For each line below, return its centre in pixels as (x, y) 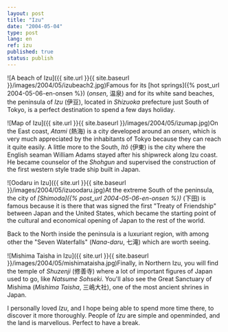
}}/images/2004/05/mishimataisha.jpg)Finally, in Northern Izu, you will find (113, 263)
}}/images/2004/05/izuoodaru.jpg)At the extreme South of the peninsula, (111, 190)
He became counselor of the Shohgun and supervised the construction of (112, 162)
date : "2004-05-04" (35, 26)
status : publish (30, 58)
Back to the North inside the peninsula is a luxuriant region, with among (108, 234)
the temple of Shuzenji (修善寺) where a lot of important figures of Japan (110, 271)
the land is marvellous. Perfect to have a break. (74, 322)
